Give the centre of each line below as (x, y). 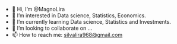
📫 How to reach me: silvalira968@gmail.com (67, 35)
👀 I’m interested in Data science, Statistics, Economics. (79, 15)
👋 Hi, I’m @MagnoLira (38, 9)
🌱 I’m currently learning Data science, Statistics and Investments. (91, 22)
